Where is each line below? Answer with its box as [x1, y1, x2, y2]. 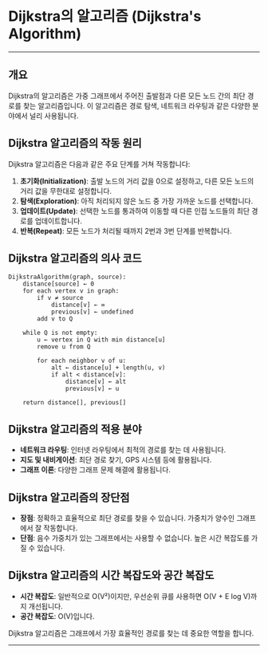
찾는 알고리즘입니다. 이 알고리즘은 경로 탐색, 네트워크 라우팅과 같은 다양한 [22, 100, 251, 110]
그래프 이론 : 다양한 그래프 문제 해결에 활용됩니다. [19, 465, 171, 475]
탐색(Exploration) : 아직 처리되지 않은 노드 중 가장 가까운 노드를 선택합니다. [19, 196, 254, 206]
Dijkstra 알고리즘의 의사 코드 [8, 251, 142, 265]
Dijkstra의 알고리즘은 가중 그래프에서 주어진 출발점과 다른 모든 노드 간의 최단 [8, 91, 246, 100]
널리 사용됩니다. [29, 111, 79, 120]
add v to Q [37, 315, 73, 323]
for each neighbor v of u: [37, 357, 127, 365]
